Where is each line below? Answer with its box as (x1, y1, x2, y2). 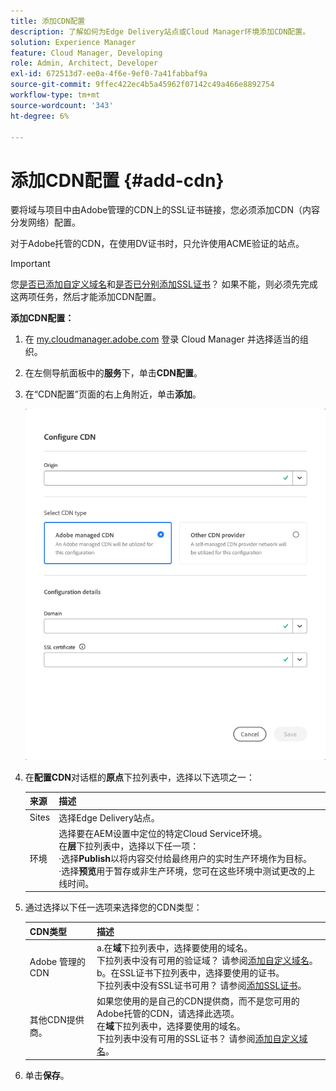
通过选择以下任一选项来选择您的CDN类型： (24, 901, 203, 914)
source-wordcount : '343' (10, 100, 114, 110)
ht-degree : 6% (10, 111, 70, 121)
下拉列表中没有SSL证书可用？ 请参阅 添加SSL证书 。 (96, 980, 307, 992)
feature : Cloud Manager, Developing (10, 48, 163, 58)
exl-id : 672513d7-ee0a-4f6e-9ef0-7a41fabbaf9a (10, 69, 208, 79)
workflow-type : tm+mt (10, 90, 101, 100)
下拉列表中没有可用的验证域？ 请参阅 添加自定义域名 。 (96, 955, 318, 967)
